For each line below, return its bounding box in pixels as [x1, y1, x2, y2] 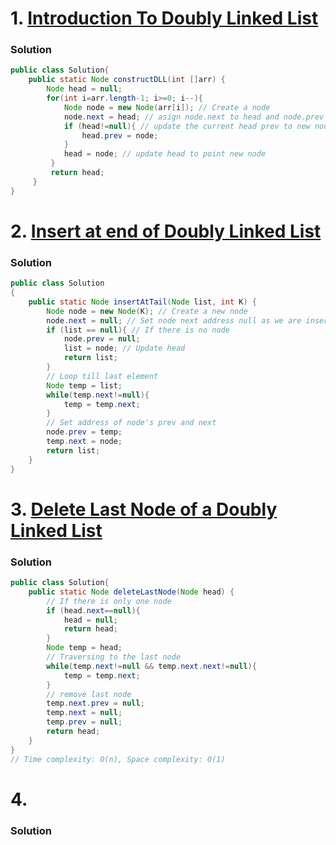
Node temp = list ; [46, 380, 123, 391]
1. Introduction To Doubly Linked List [10, 7, 319, 30]
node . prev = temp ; [46, 427, 123, 437]
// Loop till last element [46, 371, 159, 381]
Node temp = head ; [46, 643, 123, 653]
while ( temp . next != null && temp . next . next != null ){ [46, 661, 257, 671]
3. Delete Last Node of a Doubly [10, 498, 278, 521]
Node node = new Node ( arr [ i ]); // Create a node [63, 102, 271, 112]
